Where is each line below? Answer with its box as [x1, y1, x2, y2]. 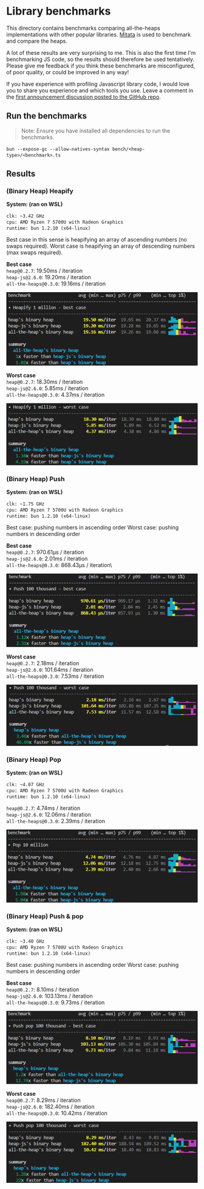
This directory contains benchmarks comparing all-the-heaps [6, 24, 161, 32]
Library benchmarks [6, 4, 111, 18]
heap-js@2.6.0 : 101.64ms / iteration [6, 666, 94, 673]
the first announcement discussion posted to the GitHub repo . [6, 93, 161, 100]
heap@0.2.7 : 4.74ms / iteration [6, 804, 81, 812]
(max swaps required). [6, 249, 63, 256]
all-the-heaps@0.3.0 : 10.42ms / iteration [6, 1109, 108, 1117]
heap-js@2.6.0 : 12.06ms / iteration [6, 811, 91, 818]
